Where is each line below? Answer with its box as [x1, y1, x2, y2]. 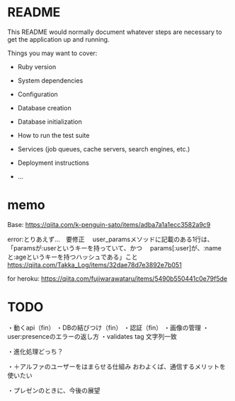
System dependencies [17, 76, 84, 85]
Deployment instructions [17, 158, 90, 167]
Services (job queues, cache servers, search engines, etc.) [17, 144, 190, 153]
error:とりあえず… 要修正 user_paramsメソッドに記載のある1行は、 [7, 235, 214, 243]
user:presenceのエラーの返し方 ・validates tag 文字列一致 [7, 332, 177, 340]
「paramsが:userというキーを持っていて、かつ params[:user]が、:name [7, 243, 222, 252]
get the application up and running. [7, 35, 110, 43]
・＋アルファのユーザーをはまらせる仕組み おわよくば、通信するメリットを [7, 362, 227, 371]
